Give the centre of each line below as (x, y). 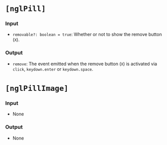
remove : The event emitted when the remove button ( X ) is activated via (85, 64)
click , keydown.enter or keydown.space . (53, 69)
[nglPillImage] (37, 88)
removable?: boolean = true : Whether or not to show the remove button (87, 35)
